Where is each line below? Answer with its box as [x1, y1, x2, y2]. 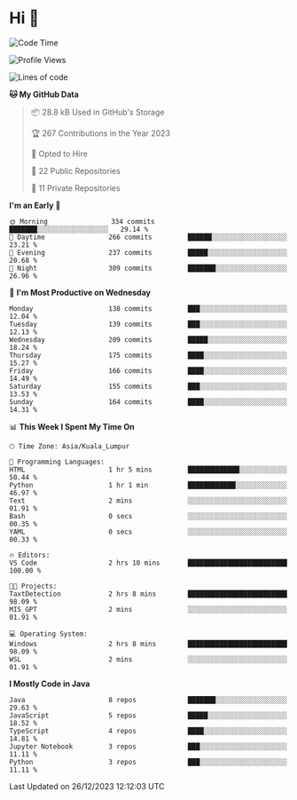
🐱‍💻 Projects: [9, 582, 58, 590]
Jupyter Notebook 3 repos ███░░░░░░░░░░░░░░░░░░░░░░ [9, 741, 288, 751]
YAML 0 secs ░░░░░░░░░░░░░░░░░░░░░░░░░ [9, 527, 288, 536]
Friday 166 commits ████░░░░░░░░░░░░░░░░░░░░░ [9, 366, 288, 376]
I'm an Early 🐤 [9, 200, 61, 210]
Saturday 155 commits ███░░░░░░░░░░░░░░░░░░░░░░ [9, 382, 288, 391]
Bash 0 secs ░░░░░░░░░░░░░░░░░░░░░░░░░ [9, 511, 288, 520]
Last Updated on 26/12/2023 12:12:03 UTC [9, 780, 166, 791]
